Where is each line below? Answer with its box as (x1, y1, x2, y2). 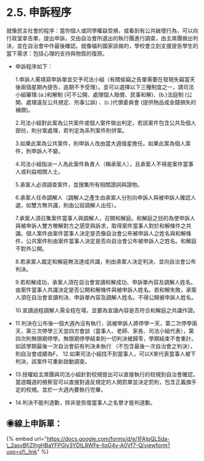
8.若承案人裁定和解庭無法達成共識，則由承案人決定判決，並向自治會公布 (15, 257, 197, 265)
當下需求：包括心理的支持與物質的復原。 (6, 49, 108, 57)
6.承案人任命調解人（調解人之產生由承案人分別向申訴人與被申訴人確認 (15, 193, 191, 201)
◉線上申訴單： (6, 418, 63, 429)
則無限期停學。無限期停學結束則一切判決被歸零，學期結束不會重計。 (26, 335, 197, 342)
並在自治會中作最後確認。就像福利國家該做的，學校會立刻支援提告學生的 (16, 42, 199, 49)
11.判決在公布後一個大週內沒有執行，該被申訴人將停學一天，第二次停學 (15, 320, 192, 327)
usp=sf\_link (6, 448, 38, 455)
